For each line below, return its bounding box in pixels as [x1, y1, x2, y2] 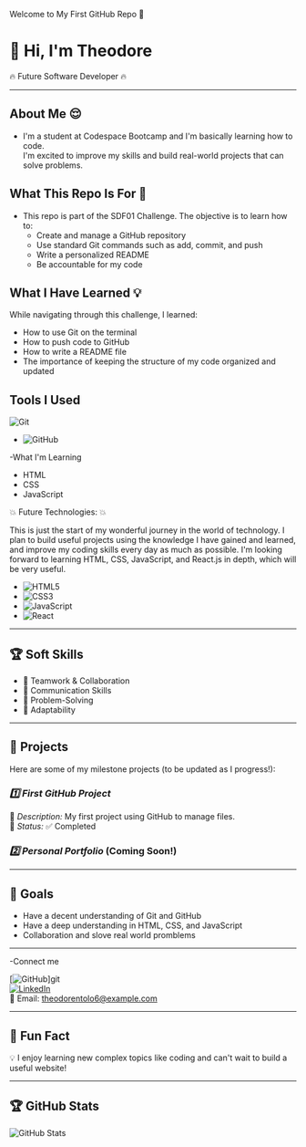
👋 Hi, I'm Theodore [9, 41, 153, 61]
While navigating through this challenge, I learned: [9, 309, 199, 320]
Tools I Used [9, 392, 81, 408]
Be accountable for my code [36, 258, 143, 269]
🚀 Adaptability [22, 704, 76, 715]
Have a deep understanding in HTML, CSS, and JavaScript [22, 920, 243, 931]
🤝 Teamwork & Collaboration [22, 675, 130, 686]
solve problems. [22, 160, 84, 171]
